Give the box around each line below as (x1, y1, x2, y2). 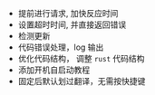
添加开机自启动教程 (17, 64, 91, 75)
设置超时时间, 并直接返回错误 (17, 19, 127, 30)
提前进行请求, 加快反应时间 (17, 8, 119, 18)
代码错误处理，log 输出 (17, 42, 104, 52)
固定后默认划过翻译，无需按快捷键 (17, 76, 146, 86)
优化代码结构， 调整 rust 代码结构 (17, 53, 145, 63)
